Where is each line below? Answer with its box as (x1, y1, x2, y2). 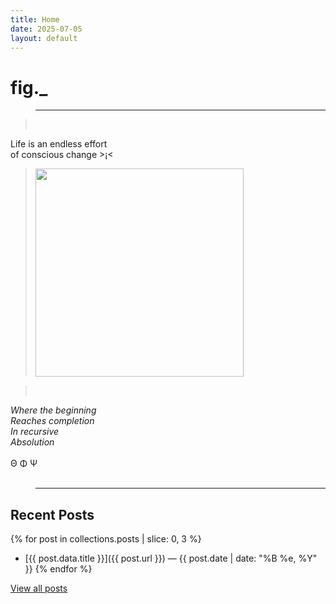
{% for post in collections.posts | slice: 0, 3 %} (10, 533, 202, 545)
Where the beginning (10, 404, 97, 416)
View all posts (10, 582, 68, 595)
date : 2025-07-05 (10, 24, 83, 34)
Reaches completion (10, 415, 95, 427)
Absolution (10, 436, 55, 448)
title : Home (10, 14, 60, 25)
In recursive (10, 426, 60, 438)
